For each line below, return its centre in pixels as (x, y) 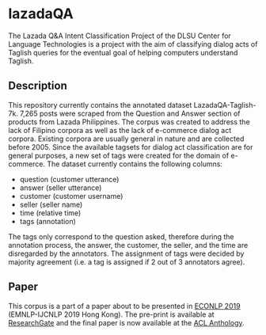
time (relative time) (50, 213)
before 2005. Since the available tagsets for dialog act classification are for (131, 147)
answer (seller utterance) (61, 188)
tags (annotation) (48, 221)
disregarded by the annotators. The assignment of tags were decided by (126, 253)
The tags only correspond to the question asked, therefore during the (122, 236)
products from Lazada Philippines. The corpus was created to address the (129, 122)
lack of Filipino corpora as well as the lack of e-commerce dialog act (120, 130)
